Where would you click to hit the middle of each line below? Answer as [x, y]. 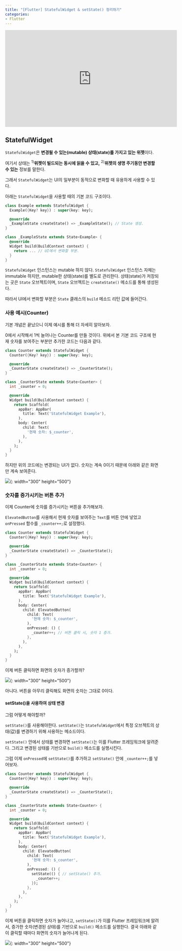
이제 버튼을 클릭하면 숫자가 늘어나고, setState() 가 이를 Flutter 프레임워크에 [78, 920]
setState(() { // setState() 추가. [66, 874]
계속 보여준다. [23, 471]
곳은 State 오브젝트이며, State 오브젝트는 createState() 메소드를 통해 [78, 282]
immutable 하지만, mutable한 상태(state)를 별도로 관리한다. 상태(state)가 [76, 276]
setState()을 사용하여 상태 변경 [35, 703]
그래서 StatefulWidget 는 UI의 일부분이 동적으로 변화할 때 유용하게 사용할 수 [78, 180]
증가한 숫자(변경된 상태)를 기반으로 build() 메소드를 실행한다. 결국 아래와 [82, 926]
